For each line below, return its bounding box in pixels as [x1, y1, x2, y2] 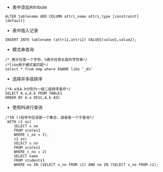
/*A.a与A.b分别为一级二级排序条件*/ [5, 87, 71, 92]
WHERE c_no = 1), [14, 132, 49, 137]
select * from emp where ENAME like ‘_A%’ [5, 67, 93, 72]
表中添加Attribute [12, 4, 47, 10]
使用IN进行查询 [12, 104, 43, 110]
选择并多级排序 [12, 76, 43, 82]
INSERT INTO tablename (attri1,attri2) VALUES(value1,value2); [5, 37, 137, 42]
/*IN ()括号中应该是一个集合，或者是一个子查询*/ [5, 115, 94, 120]
